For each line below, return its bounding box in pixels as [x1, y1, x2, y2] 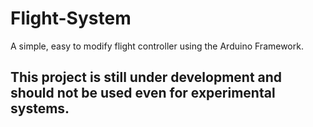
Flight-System [10, 7, 132, 30]
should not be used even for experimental [10, 85, 276, 102]
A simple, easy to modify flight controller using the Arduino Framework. [10, 40, 304, 52]
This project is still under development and [10, 69, 283, 86]
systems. [10, 100, 70, 117]
